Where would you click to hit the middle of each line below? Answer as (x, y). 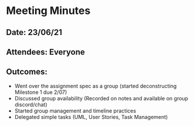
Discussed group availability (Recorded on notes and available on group (101, 98)
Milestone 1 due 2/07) (41, 92)
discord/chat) (31, 104)
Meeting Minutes (48, 11)
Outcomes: (27, 72)
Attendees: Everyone (45, 52)
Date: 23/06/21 (34, 32)
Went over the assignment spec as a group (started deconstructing (96, 86)
